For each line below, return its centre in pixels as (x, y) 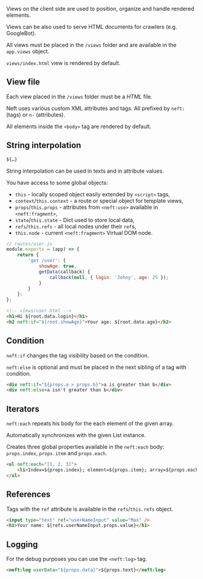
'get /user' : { (47, 261)
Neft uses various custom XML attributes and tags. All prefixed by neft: (96, 108)
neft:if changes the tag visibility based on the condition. (78, 355)
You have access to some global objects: (57, 182)
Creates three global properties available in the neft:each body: (85, 447)
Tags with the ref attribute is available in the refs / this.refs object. (90, 509)
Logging (22, 544)
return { (28, 255)
